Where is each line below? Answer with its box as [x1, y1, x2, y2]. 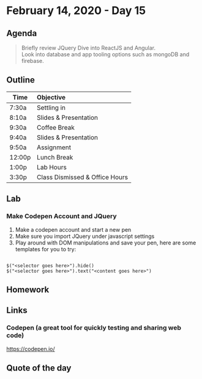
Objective [36, 93, 66, 101]
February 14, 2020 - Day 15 [6, 4, 146, 18]
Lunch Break [36, 153, 73, 161]
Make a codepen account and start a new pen [15, 226, 132, 233]
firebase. [21, 57, 44, 64]
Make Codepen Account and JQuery [6, 212, 117, 221]
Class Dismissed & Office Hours [36, 172, 129, 181]
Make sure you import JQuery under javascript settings [15, 232, 155, 240]
